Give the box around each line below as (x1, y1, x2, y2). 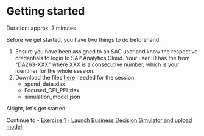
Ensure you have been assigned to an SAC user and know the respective (15, 47, 198, 55)
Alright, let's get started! (6, 104, 67, 112)
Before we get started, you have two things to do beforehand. (6, 36, 161, 43)
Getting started (6, 4, 85, 18)
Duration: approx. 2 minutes (6, 24, 76, 32)
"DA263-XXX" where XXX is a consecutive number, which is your (15, 61, 180, 68)
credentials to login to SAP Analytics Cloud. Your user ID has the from (15, 54, 190, 61)
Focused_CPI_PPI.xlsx (24, 86, 80, 93)
